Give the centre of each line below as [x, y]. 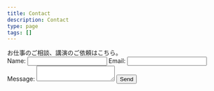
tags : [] [20, 32]
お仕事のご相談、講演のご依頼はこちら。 [64, 53]
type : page [23, 26]
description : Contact [38, 20]
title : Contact [29, 13]
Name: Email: [66, 61]
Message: [21, 79]
